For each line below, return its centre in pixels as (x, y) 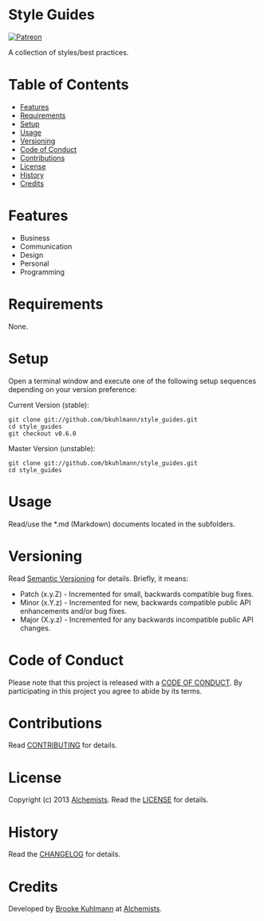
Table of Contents (69, 85)
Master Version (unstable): (52, 448)
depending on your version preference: (73, 389)
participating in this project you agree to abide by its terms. (105, 691)
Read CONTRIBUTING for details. (63, 745)
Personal (34, 263)
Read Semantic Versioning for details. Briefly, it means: (99, 579)
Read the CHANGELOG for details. (65, 855)
